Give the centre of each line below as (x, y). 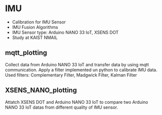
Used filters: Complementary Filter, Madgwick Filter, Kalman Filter (71, 75)
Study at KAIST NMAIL (35, 38)
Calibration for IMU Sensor (39, 22)
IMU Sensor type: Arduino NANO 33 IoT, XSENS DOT (65, 32)
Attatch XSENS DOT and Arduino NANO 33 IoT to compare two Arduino (77, 102)
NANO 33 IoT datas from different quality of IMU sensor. (61, 107)
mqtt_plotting (26, 53)
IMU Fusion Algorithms (35, 27)
